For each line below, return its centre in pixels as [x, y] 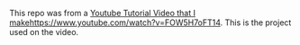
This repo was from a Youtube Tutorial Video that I [103, 13]
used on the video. [44, 32]
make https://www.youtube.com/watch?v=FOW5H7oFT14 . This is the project [150, 22]
